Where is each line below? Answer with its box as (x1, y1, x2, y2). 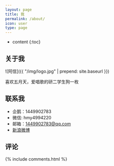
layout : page (5, 7, 32, 12)
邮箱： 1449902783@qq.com (12, 121, 71, 127)
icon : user (5, 21, 28, 26)
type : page (5, 26, 28, 30)
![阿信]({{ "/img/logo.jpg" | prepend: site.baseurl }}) (5, 68, 110, 74)
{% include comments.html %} (5, 156, 68, 162)
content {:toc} (12, 39, 41, 45)
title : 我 (5, 12, 25, 17)
